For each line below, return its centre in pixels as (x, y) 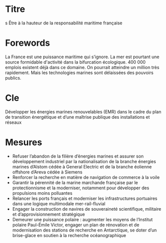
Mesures (24, 142)
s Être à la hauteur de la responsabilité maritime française (64, 23)
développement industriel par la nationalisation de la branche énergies (84, 161)
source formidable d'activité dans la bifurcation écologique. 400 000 (76, 62)
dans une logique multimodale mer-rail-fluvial (59, 203)
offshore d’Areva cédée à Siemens (47, 172)
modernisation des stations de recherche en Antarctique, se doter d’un (84, 230)
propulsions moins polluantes (42, 193)
